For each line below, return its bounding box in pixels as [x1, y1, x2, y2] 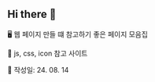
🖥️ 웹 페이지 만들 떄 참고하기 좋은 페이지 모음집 [7, 29, 149, 39]
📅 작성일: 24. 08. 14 [7, 65, 69, 74]
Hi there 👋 [7, 8, 57, 21]
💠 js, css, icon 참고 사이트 [7, 48, 88, 58]
